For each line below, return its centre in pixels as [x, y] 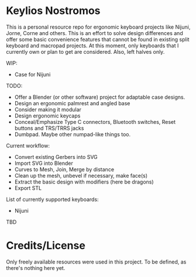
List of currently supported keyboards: [52, 199]
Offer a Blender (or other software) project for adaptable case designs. [100, 97]
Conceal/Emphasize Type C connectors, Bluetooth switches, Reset [95, 122]
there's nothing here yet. [36, 268]
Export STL [28, 188]
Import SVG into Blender [44, 163]
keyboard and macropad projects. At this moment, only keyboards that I [92, 46]
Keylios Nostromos [53, 11]
